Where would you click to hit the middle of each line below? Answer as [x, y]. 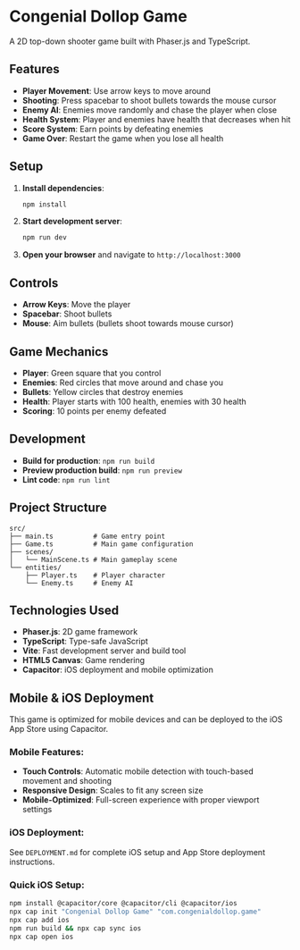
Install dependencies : [63, 188]
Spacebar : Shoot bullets [67, 314]
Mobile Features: [47, 752]
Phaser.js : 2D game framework [80, 632]
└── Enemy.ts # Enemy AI [79, 583]
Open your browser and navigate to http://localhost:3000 [131, 255]
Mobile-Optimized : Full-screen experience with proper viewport [141, 800]
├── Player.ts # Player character [96, 575]
